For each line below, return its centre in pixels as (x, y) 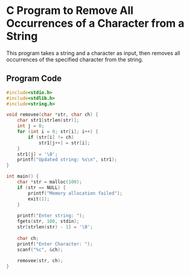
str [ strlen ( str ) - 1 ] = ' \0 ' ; (55, 227)
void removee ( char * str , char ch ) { (52, 115)
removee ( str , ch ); (40, 261)
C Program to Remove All (70, 11)
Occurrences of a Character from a (96, 23)
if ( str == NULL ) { (42, 187)
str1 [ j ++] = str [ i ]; (64, 143)
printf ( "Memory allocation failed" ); (75, 193)
